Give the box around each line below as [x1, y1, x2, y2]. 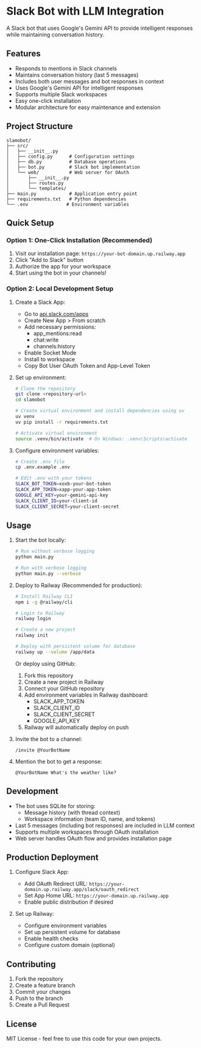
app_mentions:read [33, 329, 82, 337]
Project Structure [6, 121, 73, 132]
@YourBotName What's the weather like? [15, 769, 117, 776]
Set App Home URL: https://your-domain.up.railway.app [24, 892, 169, 899]
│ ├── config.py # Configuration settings [6, 153, 135, 160]
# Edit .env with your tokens [15, 475, 93, 482]
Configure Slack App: [15, 868, 69, 876]
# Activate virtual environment [15, 430, 97, 436]
